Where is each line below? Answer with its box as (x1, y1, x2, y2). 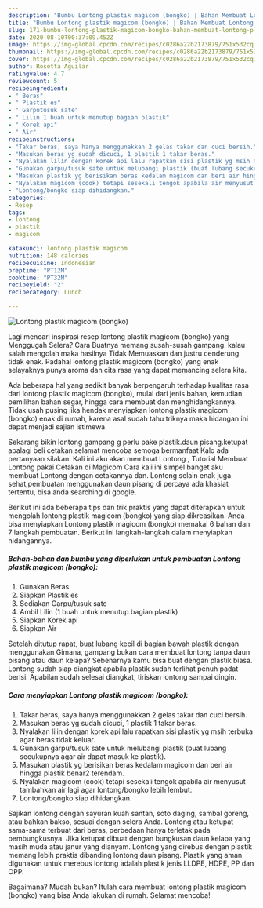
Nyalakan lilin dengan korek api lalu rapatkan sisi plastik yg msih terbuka (19, 727, 253, 736)
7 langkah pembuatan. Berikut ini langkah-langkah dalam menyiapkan (8, 527, 232, 537)
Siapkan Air (19, 623, 57, 633)
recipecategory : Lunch (8, 288, 82, 297)
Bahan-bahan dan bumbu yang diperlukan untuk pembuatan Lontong (8, 554, 241, 563)
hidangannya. (8, 536, 52, 545)
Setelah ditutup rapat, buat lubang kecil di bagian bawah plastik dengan (8, 639, 240, 648)
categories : (8, 194, 47, 202)
